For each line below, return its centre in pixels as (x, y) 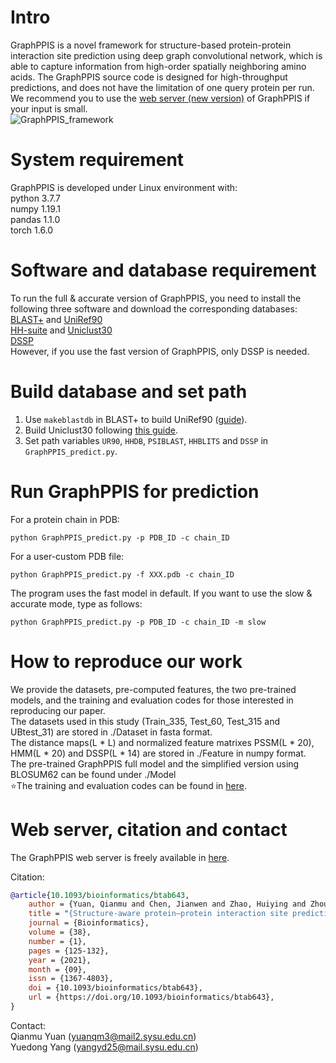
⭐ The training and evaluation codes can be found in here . (128, 785)
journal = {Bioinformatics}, (89, 923)
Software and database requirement (163, 270)
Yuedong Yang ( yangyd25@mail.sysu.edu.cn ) (104, 1047)
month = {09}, (57, 969)
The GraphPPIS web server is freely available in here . (120, 857)
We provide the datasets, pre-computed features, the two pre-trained (153, 689)
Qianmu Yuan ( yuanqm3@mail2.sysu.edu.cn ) (103, 1036)
